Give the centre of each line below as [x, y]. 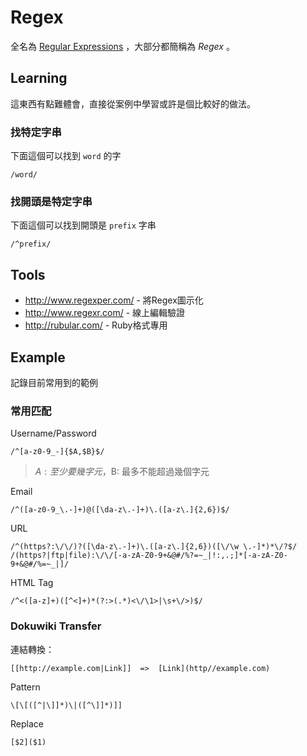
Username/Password [53, 433]
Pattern [25, 687]
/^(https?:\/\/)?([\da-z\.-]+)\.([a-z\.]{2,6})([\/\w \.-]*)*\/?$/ [154, 547]
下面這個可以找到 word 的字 [66, 156]
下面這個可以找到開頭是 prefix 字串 [83, 225]
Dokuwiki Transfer [56, 626]
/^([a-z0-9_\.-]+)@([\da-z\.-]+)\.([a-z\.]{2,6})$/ [120, 510]
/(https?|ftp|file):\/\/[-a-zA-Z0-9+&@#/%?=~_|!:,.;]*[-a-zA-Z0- [149, 556]
